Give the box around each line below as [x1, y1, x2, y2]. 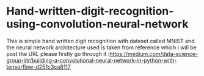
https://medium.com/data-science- [109, 50, 199, 57]
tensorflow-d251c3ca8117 [6, 63, 71, 71]
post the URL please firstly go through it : [6, 50, 110, 57]
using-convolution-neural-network [6, 17, 189, 31]
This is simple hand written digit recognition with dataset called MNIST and [6, 37, 195, 44]
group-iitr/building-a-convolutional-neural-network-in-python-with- [6, 57, 177, 64]
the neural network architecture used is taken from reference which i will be [6, 44, 197, 51]
